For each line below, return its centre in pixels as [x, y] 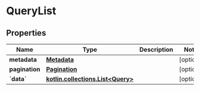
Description [157, 50]
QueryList [31, 11]
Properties [26, 33]
